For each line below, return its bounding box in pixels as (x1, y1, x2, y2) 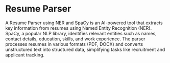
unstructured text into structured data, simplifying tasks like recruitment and (5, 46, 165, 52)
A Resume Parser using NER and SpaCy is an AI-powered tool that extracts (5, 20, 163, 26)
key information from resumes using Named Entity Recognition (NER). (5, 25, 152, 31)
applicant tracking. (5, 51, 45, 58)
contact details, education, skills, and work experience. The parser (5, 36, 145, 42)
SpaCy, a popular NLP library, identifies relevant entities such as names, (5, 30, 157, 36)
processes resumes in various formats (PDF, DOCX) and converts (5, 41, 143, 47)
